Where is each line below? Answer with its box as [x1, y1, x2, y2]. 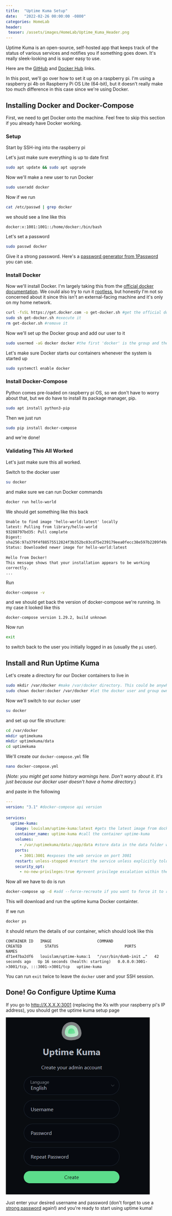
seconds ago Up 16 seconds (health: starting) [6, 959, 111, 965]
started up [6, 355, 28, 361]
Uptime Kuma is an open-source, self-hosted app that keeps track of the [6, 45, 159, 51]
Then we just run [6, 415, 41, 421]
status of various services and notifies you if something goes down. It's [6, 50, 156, 56]
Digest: [6, 534, 22, 540]
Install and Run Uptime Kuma [6, 659, 100, 667]
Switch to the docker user [6, 469, 60, 475]
